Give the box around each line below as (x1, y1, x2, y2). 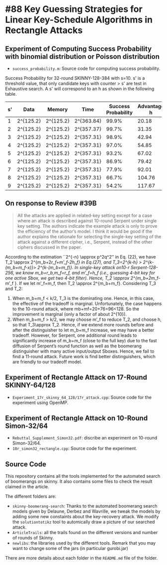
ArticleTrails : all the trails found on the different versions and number (12, 530, 158, 536)
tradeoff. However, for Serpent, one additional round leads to (12, 332, 137, 338)
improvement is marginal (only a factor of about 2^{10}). (12, 311, 127, 317)
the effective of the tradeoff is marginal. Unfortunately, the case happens (12, 300, 162, 306)
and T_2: (5, 285, 23, 291)
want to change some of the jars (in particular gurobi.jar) (12, 546, 128, 552)
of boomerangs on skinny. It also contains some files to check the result (5, 478, 153, 484)
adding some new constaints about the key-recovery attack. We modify (12, 514, 159, 520)
